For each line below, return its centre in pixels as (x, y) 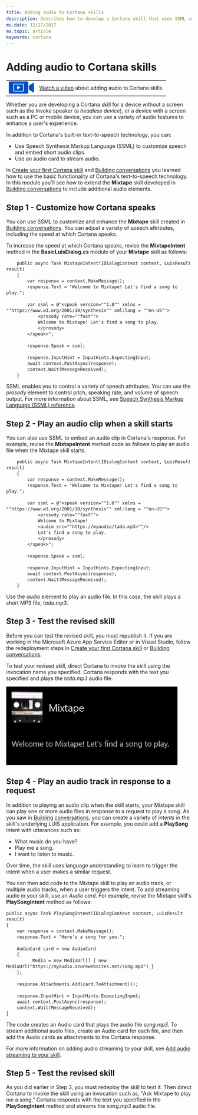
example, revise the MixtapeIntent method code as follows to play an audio (98, 444)
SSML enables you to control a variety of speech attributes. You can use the (98, 387)
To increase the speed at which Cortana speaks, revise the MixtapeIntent (96, 246)
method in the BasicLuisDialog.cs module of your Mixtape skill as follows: (97, 252)
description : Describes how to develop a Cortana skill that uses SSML (96, 19)
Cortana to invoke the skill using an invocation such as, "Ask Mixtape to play (99, 1094)
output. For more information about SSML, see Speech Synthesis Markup (95, 399)
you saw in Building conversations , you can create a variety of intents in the (98, 817)
